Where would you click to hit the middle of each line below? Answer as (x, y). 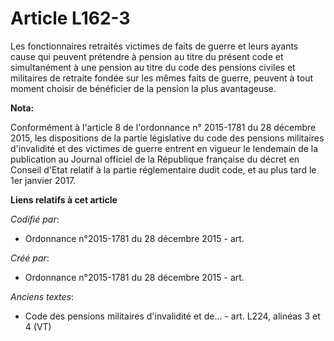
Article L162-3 (70, 18)
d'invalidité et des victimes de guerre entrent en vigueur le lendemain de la (164, 148)
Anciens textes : (42, 296)
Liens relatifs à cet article (64, 199)
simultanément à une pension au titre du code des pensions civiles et (153, 67)
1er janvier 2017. (43, 180)
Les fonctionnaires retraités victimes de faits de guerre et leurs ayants (154, 46)
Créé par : (30, 258)
